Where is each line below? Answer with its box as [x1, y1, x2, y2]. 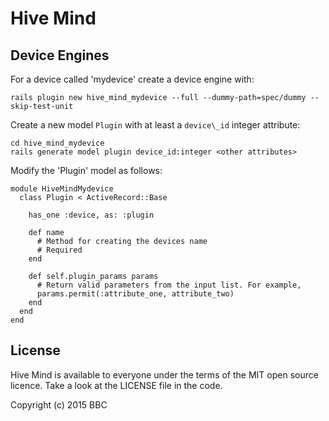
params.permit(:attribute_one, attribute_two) [36, 289, 235, 299]
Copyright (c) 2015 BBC [10, 398, 108, 411]
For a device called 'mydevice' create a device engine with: [10, 73, 255, 85]
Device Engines [10, 47, 110, 64]
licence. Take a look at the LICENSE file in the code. [10, 379, 223, 391]
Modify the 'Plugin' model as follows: [10, 165, 163, 176]
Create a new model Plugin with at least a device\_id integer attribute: [10, 119, 301, 131]
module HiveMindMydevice [10, 184, 114, 194]
